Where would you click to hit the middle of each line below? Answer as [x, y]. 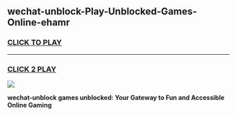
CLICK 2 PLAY [32, 69]
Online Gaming [30, 105]
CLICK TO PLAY [35, 43]
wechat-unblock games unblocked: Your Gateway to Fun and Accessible [116, 97]
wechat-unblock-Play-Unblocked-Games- [102, 12]
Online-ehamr [39, 23]
